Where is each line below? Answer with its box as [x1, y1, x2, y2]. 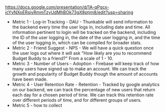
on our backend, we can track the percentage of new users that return [12, 87, 155, 92]
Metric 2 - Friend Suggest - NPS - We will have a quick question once [12, 45, 154, 51]
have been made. [12, 76, 48, 82]
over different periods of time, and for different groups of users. [12, 97, 142, 103]
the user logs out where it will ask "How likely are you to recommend [12, 50, 152, 56]
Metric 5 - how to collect [12, 103, 63, 108]
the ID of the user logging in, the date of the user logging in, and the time [12, 34, 161, 40]
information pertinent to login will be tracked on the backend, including [12, 29, 156, 35]
